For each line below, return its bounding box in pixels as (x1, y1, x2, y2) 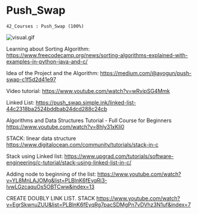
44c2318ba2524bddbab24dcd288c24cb (6, 105, 108, 112)
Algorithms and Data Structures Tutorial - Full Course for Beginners (6, 117, 172, 124)
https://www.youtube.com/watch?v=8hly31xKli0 (6, 123, 124, 130)
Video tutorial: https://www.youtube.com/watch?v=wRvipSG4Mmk (6, 87, 170, 94)
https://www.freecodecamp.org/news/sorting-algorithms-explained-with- (6, 51, 188, 58)
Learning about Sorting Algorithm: (6, 45, 90, 52)
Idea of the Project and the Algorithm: (6, 69, 99, 76)
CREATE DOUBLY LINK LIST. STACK (6, 194, 96, 201)
